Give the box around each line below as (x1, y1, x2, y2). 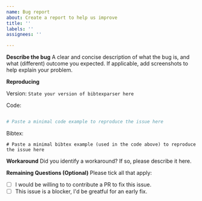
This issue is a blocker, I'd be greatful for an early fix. (15, 188, 148, 195)
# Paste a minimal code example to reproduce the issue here (6, 119, 164, 125)
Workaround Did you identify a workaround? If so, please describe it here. (6, 157, 192, 165)
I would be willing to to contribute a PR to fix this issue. (15, 181, 152, 188)
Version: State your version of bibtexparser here (6, 90, 134, 97)
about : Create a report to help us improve (6, 15, 118, 21)
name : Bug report (6, 9, 50, 15)
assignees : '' (6, 32, 42, 38)
